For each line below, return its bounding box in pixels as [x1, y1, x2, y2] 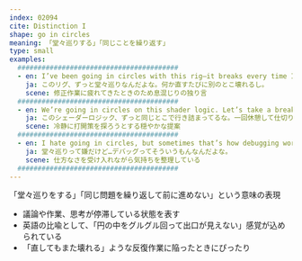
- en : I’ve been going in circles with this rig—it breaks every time [17, 72, 288, 81]
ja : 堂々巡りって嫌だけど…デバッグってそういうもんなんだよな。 [25, 147, 232, 156]
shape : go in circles [9, 30, 91, 39]
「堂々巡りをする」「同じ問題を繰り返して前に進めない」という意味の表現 [9, 190, 281, 201]
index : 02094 [9, 13, 58, 22]
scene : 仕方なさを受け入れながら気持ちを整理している [25, 155, 201, 165]
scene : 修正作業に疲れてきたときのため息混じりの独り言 [25, 88, 208, 97]
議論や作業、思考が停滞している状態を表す [22, 209, 181, 220]
